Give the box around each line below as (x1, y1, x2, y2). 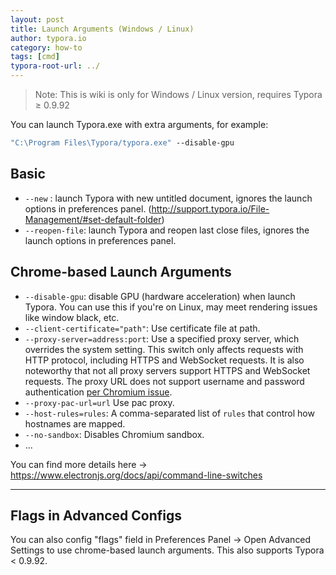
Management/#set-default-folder (24, 213, 162, 225)
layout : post (10, 14, 65, 25)
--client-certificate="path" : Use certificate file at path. (24, 322, 261, 334)
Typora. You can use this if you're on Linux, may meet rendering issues (24, 301, 318, 313)
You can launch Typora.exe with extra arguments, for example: (10, 119, 269, 130)
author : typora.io (10, 33, 87, 43)
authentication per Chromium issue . (24, 386, 173, 398)
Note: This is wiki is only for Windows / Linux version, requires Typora (34, 89, 323, 100)
